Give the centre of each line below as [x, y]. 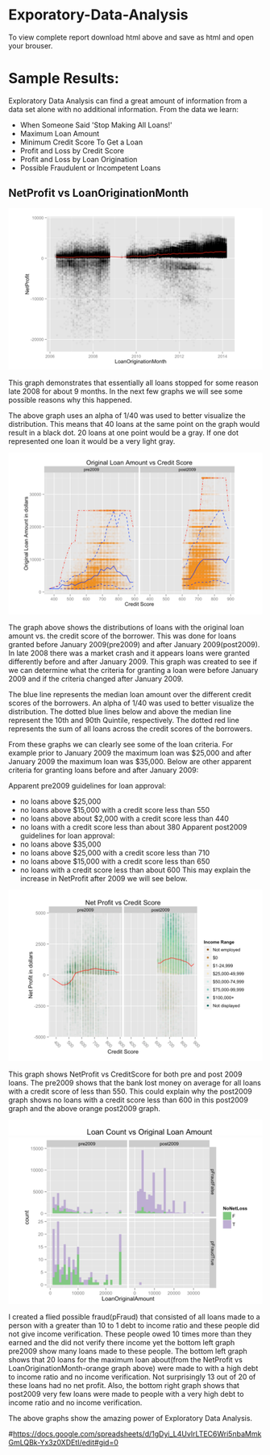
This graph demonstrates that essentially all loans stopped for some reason [134, 383]
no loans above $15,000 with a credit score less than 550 [115, 809]
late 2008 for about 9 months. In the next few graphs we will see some [126, 391]
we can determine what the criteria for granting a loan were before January [133, 670]
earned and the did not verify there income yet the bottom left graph [122, 1343]
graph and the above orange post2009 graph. [85, 1109]
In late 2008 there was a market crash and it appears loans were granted [129, 653]
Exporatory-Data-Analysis [98, 15]
